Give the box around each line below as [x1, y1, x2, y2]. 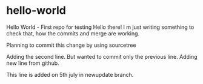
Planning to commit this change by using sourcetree [6, 41, 136, 49]
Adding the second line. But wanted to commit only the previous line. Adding [6, 53, 198, 60]
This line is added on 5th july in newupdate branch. [6, 71, 134, 78]
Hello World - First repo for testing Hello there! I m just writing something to [6, 23, 195, 31]
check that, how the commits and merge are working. [6, 29, 140, 37]
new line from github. [6, 59, 59, 67]
